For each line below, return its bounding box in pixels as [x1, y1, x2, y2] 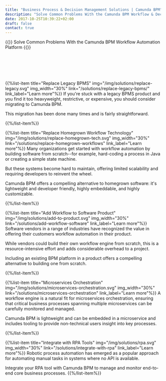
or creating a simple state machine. [5, 156, 77, 162]
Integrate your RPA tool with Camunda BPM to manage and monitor [5, 365, 142, 371]
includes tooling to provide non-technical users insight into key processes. [5, 321, 157, 327]
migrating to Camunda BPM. [5, 102, 63, 107]
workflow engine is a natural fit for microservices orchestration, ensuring [5, 295, 154, 301]
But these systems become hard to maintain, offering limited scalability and [5, 166, 159, 172]
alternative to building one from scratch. [5, 261, 87, 267]
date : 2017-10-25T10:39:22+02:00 [5, 16, 74, 21]
